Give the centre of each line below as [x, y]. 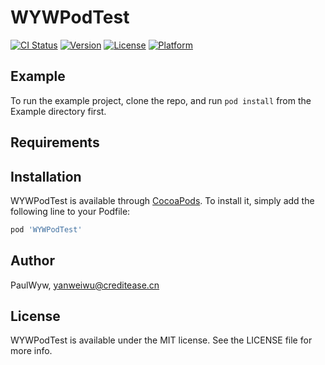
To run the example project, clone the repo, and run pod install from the [161, 100]
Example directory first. [58, 111]
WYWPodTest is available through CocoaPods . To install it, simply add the [162, 200]
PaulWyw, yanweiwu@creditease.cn [85, 285]
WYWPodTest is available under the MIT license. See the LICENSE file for [161, 340]
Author [32, 261]
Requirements [55, 142]
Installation [46, 176]
